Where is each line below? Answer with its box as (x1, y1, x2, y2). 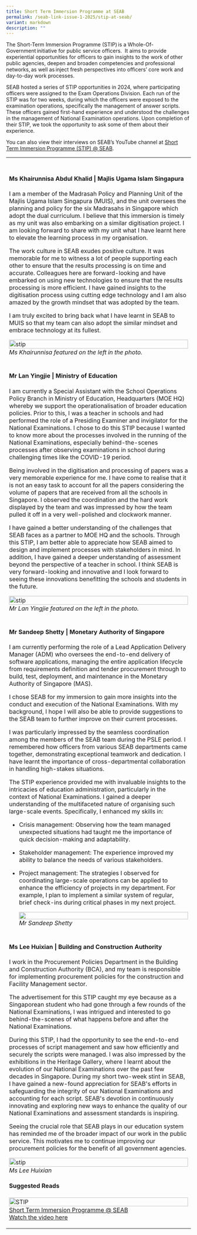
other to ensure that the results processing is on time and (9, 261, 167, 270)
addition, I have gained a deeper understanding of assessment (9, 553, 181, 561)
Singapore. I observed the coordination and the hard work (9, 496, 168, 504)
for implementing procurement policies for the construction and (9, 972, 184, 981)
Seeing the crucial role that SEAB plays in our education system (9, 1122, 184, 1130)
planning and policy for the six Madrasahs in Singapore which (9, 204, 179, 212)
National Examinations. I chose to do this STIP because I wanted (9, 423, 186, 432)
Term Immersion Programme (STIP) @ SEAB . (6, 145, 114, 152)
